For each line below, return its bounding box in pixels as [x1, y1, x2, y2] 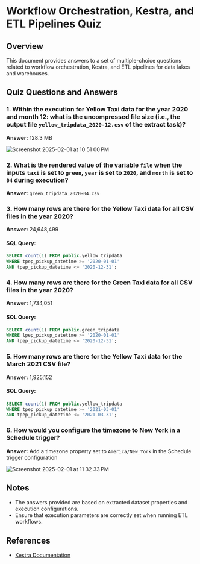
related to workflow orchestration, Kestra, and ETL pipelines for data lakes [6, 63, 190, 70]
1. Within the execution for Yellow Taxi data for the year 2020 [6, 105, 189, 114]
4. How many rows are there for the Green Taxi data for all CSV [6, 278, 193, 287]
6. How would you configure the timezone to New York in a [6, 426, 181, 434]
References [6, 535, 51, 546]
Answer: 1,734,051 [6, 299, 53, 307]
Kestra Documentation [14, 551, 71, 559]
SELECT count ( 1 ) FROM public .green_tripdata [6, 327, 120, 333]
